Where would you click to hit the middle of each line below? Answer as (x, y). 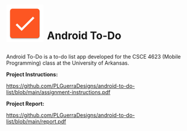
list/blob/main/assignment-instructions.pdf (58, 92)
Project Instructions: (32, 74)
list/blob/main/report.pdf (36, 122)
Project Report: (25, 104)
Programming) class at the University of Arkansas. (68, 63)
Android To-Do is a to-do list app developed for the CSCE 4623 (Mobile (93, 57)
